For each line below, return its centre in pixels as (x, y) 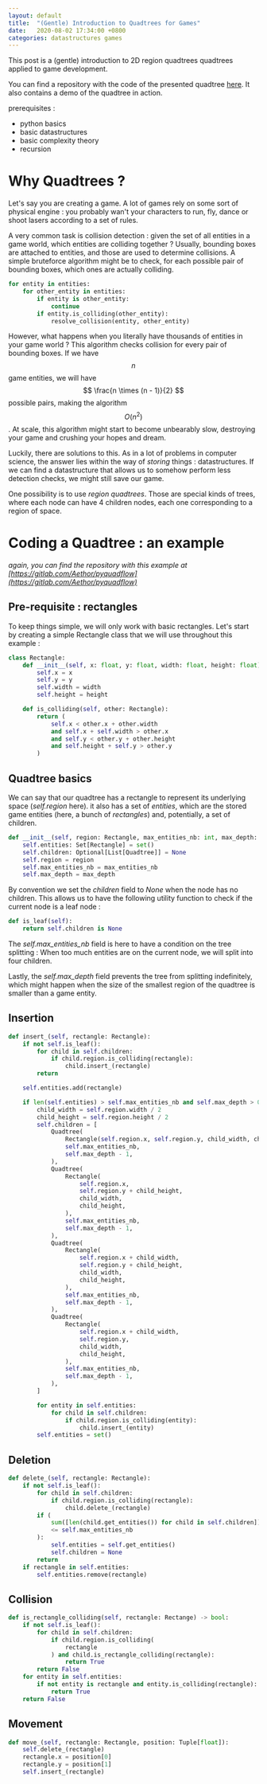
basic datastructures (53, 132)
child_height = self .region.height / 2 (103, 1117)
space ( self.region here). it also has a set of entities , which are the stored (128, 806)
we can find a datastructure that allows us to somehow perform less (120, 470)
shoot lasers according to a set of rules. (74, 221)
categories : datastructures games (66, 38)
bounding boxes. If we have (54, 353)
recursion (35, 149)
